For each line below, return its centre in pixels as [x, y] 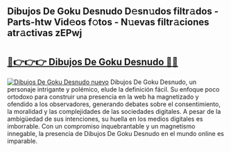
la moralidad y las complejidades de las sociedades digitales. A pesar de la [114, 111]
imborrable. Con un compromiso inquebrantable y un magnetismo [101, 126]
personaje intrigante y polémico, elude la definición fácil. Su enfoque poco [113, 89]
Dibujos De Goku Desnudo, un [153, 82]
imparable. [23, 141]
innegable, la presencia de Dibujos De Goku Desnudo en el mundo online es [115, 134]
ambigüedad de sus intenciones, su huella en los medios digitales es [105, 119]
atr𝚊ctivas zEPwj [45, 33]
